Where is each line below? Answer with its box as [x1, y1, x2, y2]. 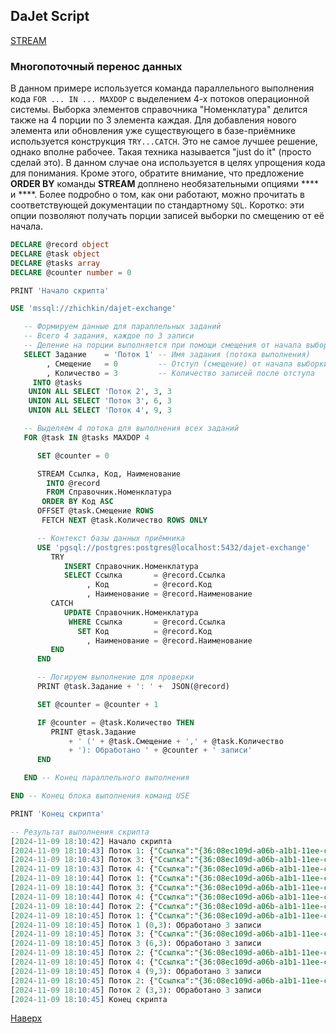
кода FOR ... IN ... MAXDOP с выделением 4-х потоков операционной [10, 93, 310, 105]
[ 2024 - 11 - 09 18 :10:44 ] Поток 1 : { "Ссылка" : [10, 874, 195, 884]
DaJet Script [10, 8, 90, 25]
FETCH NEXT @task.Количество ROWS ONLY [41, 515, 208, 526]
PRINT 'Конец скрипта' [10, 809, 105, 819]
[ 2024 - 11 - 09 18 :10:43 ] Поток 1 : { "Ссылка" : [10, 845, 195, 856]
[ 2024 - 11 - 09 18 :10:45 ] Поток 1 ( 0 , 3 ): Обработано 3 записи [10, 920, 262, 930]
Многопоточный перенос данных [10, 59, 183, 73]
